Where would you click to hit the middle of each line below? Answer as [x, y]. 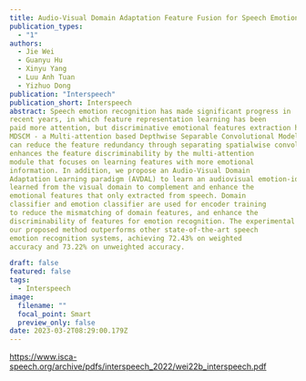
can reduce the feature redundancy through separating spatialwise [140, 145]
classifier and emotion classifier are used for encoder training [138, 205]
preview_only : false [56, 323]
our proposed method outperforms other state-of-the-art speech [134, 230]
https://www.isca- [43, 357]
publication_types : [46, 26]
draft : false [34, 263]
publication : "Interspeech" [63, 94]
